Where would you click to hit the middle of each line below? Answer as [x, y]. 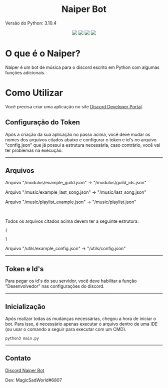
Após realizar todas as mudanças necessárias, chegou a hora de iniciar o [81, 319]
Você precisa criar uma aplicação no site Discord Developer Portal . [74, 106]
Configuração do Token [42, 123]
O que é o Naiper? [43, 54]
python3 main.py [22, 339]
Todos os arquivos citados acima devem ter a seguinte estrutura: [72, 221]
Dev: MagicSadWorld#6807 [34, 380]
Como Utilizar [34, 93]
